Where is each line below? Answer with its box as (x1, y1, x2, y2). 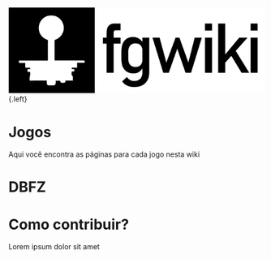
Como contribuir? (8, 215, 130, 234)
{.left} (8, 94, 28, 104)
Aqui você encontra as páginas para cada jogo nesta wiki (8, 149, 200, 159)
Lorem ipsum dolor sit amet (8, 242, 100, 252)
